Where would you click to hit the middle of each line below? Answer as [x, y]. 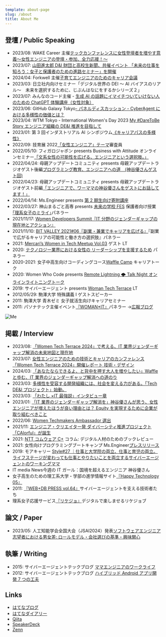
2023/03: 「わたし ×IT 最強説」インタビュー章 [60, 396]
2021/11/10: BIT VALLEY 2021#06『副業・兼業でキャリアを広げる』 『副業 [86, 231]
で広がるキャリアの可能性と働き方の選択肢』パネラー [66, 237]
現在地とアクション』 [34, 225]
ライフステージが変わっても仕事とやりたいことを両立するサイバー [79, 457]
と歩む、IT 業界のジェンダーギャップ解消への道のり [65, 377]
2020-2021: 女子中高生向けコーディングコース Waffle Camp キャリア [82, 262]
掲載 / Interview [29, 333]
